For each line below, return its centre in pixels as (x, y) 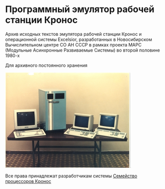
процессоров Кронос (28, 181)
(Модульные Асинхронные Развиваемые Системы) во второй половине (82, 50)
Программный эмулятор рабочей (80, 9)
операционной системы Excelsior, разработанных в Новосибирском (79, 39)
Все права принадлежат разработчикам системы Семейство (71, 176)
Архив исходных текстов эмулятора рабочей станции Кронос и (73, 34)
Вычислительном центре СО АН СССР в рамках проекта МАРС (73, 44)
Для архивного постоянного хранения (47, 65)
